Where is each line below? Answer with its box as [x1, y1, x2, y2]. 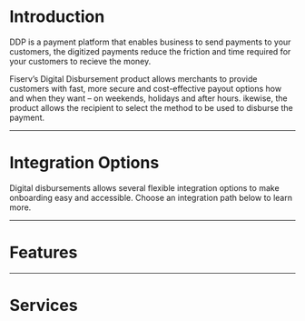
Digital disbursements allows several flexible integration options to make [9, 182, 280, 193]
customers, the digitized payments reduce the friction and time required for [9, 45, 291, 56]
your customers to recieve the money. [9, 55, 152, 66]
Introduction [9, 6, 105, 27]
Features [9, 243, 78, 263]
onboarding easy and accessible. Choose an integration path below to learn [9, 192, 293, 203]
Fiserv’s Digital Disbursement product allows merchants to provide [9, 73, 258, 84]
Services [9, 296, 79, 316]
